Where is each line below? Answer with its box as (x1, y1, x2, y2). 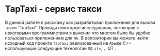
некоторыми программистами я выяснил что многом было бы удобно (5, 30, 151, 36)
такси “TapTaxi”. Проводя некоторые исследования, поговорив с (5, 24, 139, 30)
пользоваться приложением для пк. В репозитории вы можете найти (5, 35, 149, 41)
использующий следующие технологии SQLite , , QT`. (5, 45, 116, 51)
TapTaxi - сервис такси (5, 3, 102, 15)
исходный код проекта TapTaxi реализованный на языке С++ (5, 40, 132, 46)
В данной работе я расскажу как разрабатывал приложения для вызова (5, 19, 156, 25)
